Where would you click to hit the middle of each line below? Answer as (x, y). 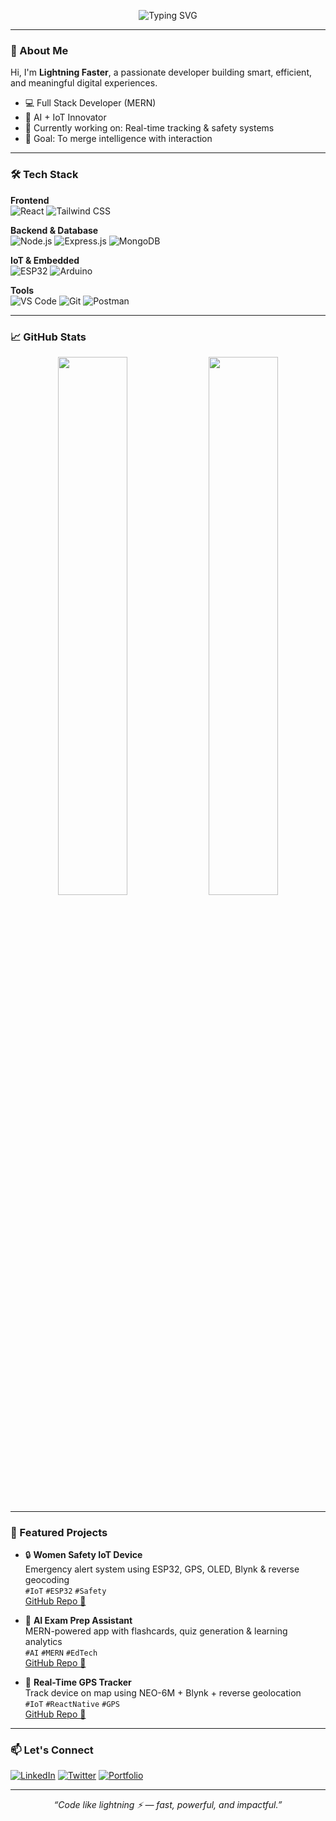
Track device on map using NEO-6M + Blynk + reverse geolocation (163, 1693)
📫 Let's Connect (52, 1750)
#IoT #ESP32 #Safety (65, 1591)
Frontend (30, 200)
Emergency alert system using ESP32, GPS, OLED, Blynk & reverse (162, 1569)
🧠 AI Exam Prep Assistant (78, 1621)
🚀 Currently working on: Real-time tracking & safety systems (149, 128)
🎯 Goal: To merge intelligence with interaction (118, 139)
